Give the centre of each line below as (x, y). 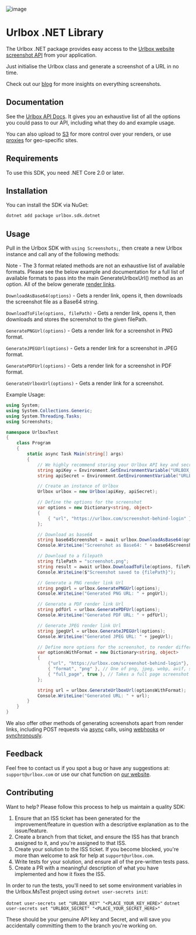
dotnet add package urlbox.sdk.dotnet (53, 216)
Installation (27, 191)
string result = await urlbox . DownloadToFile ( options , (105, 567)
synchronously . (24, 736)
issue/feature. (31, 830)
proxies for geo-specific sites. (42, 140)
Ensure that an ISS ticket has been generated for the (77, 818)
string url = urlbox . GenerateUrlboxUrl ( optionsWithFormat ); (112, 690)
